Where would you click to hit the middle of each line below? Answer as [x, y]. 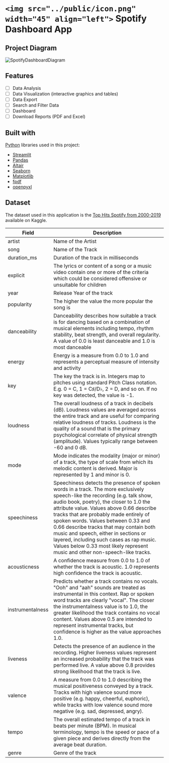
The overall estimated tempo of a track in [102, 719]
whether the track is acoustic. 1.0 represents [106, 567]
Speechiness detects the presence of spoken [107, 482]
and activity [67, 368]
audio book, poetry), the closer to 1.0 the [102, 502]
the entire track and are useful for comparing [106, 416]
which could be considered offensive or [100, 278]
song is [62, 307]
